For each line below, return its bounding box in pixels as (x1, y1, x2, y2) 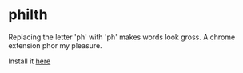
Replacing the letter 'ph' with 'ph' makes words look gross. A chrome (8, 32, 236, 42)
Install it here (8, 56, 51, 66)
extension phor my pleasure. (8, 40, 102, 50)
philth (8, 6, 48, 24)
